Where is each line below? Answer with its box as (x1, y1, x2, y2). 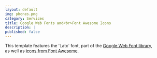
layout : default (5, 7, 38, 12)
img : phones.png (5, 12, 38, 16)
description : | (5, 25, 36, 30)
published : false (5, 29, 40, 34)
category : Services (5, 16, 44, 21)
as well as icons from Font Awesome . (5, 48, 79, 54)
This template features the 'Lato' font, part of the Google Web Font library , (5, 43, 153, 48)
